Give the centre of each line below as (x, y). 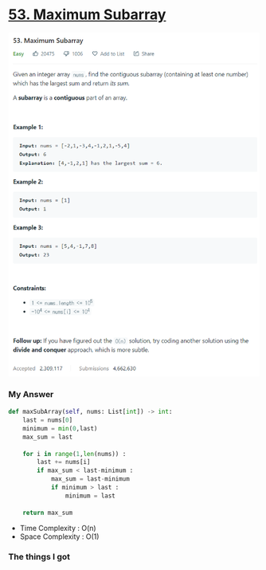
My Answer (31, 394)
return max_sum (48, 513)
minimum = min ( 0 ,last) (60, 428)
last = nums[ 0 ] (48, 420)
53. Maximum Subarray (87, 15)
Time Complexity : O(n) (58, 528)
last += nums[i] (64, 462)
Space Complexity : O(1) (59, 537)
